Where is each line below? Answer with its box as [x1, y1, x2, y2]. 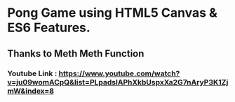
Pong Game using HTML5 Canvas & [7, 5, 217, 21]
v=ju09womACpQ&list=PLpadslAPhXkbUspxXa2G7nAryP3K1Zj [7, 77, 229, 87]
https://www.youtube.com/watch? [58, 68, 180, 78]
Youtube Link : [7, 68, 58, 78]
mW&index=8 [7, 86, 55, 96]
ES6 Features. [7, 20, 91, 36]
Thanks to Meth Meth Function [7, 48, 145, 59]
